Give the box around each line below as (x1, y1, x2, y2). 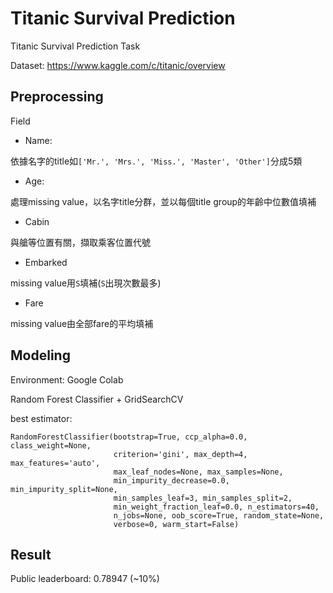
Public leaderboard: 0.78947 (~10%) (10, 573, 160, 585)
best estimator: (10, 412, 73, 424)
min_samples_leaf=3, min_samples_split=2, (113, 493, 293, 503)
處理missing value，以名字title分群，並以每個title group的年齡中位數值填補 (10, 195, 317, 207)
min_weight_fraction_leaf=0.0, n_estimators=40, (113, 502, 320, 512)
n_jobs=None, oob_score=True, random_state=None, (113, 510, 325, 521)
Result (10, 546, 52, 563)
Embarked (24, 256, 68, 268)
